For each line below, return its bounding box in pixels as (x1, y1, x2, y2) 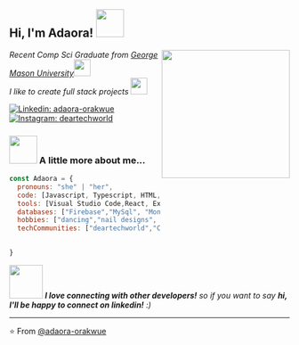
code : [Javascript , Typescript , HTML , (17, 191, 162, 200)
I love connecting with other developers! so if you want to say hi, (44, 290, 287, 300)
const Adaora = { (9, 175, 74, 184)
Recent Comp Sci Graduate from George (9, 49, 158, 60)
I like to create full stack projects (9, 86, 129, 96)
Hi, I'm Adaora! (9, 26, 93, 41)
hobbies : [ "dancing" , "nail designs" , (17, 216, 158, 225)
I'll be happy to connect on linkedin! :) (9, 300, 151, 310)
